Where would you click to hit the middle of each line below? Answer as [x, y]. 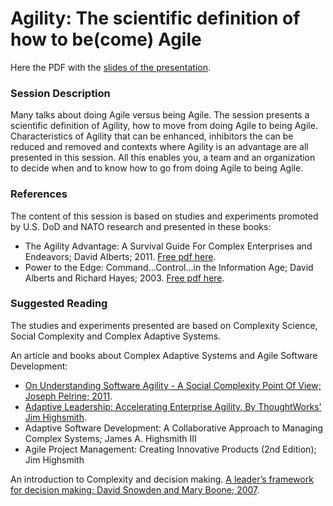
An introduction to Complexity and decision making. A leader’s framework [162, 479]
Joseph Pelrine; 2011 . [68, 396]
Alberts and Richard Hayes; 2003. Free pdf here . [124, 278]
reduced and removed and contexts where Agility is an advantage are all [159, 147]
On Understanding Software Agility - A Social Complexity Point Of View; [173, 385]
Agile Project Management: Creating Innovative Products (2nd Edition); [170, 449]
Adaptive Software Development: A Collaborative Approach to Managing [174, 428]
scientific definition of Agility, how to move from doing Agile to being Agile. [164, 126]
